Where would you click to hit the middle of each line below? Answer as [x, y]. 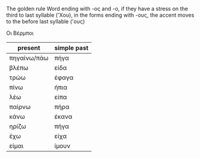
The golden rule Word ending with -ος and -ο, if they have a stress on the [97, 9]
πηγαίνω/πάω [29, 58]
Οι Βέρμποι [20, 33]
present [29, 48]
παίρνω [20, 107]
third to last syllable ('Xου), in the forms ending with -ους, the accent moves [100, 15]
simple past [71, 48]
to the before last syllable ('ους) [46, 21]
